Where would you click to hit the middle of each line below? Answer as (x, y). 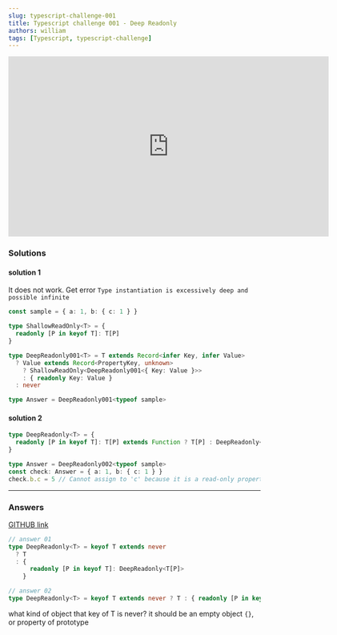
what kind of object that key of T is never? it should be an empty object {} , (131, 613)
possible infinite (39, 298)
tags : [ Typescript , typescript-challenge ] (80, 38)
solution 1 (25, 272)
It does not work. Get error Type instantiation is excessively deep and (128, 290)
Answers (26, 507)
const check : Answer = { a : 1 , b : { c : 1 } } (85, 472)
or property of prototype (49, 622)
